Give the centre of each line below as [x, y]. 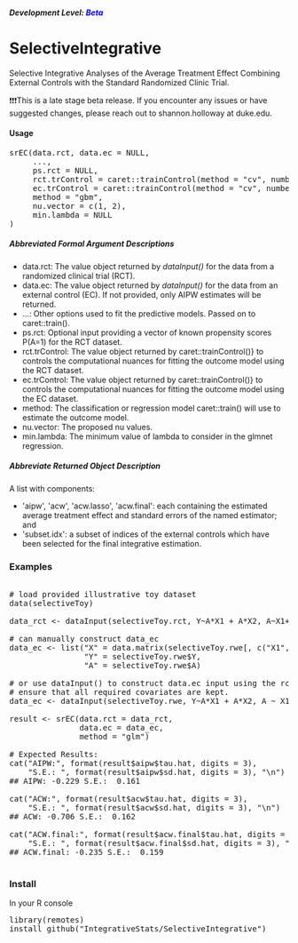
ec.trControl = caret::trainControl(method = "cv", [147, 188]
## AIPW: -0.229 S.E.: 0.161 [75, 781]
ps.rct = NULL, [66, 170]
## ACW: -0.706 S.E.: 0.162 [72, 816]
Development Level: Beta [56, 12]
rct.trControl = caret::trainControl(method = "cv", [149, 179]
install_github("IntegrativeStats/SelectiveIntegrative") [138, 929]
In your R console [41, 903]
